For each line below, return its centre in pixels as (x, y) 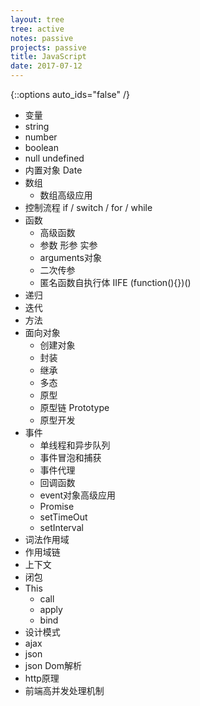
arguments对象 (70, 257)
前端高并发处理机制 (64, 690)
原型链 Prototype (74, 407)
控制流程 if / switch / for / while (88, 207)
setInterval (61, 527)
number (41, 137)
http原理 (42, 678)
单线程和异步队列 (75, 445)
